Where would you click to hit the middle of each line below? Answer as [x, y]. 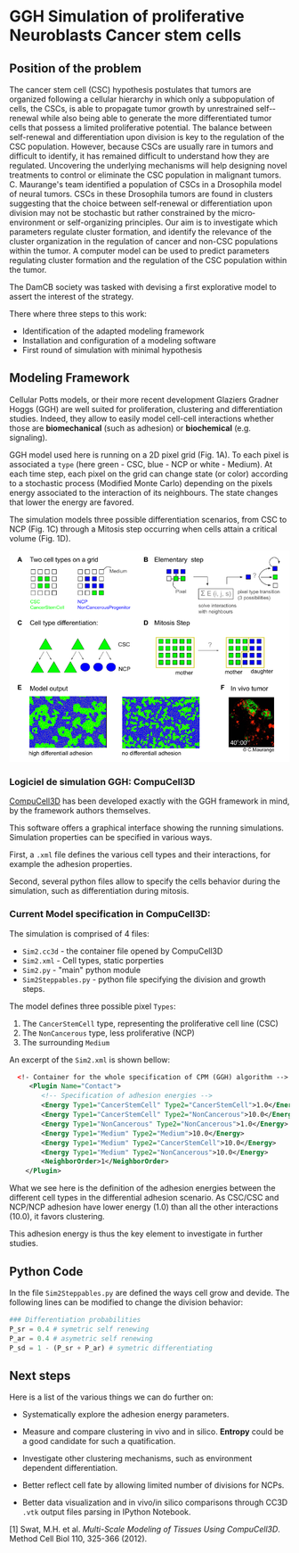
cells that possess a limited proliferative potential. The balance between [141, 128]
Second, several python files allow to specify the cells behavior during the [145, 881]
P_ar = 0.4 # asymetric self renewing [81, 1338]
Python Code [46, 1272]
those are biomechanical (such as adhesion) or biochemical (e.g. [130, 428]
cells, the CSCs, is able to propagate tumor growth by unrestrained [132, 108]
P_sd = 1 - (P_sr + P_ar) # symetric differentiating [111, 1348]
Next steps [40, 1375]
